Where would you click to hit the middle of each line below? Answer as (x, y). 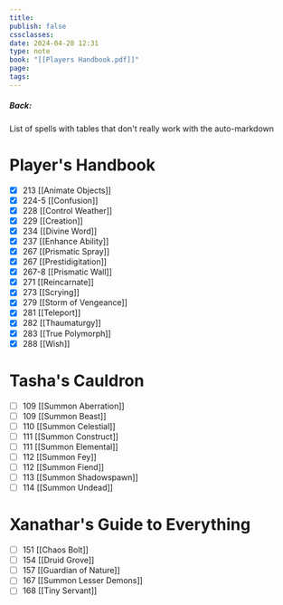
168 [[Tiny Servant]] (60, 591)
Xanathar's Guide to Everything (130, 525)
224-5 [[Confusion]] (60, 200)
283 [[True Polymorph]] (66, 333)
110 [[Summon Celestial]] (69, 426)
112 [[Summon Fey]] (59, 456)
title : (22, 18)
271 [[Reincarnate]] (58, 283)
